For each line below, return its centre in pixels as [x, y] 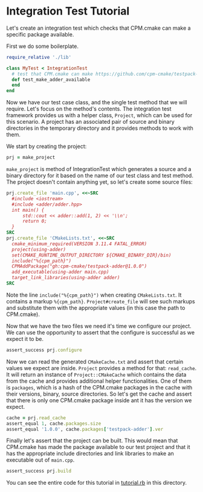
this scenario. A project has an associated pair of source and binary [91, 122]
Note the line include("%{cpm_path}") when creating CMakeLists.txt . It [94, 295]
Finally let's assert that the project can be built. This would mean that [92, 440]
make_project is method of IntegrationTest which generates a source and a [99, 169]
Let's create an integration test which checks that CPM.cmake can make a [99, 28]
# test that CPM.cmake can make [53, 74]
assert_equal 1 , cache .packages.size [54, 423]
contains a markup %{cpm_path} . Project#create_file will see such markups [101, 301]
